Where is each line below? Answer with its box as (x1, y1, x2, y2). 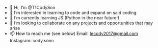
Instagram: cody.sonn (9, 38, 54, 43)
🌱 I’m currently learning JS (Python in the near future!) (9, 15, 120, 20)
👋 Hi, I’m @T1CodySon (9, 5, 55, 10)
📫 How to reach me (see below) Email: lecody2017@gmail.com (9, 31, 138, 36)
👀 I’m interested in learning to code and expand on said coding (9, 10, 136, 16)
